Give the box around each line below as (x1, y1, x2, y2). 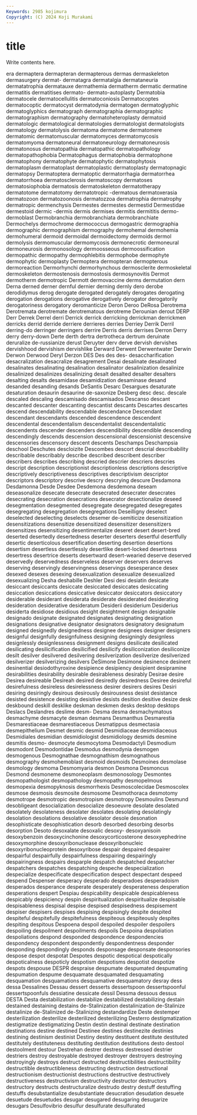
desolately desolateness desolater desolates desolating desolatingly (6, 808, 172, 815)
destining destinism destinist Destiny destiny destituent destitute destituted (6, 1034, 188, 1041)
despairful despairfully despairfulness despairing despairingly (6, 852, 157, 860)
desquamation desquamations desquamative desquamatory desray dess (6, 977, 182, 984)
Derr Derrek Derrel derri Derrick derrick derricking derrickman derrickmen (6, 314, 186, 321)
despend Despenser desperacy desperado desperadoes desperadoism (6, 877, 179, 884)
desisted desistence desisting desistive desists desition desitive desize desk (6, 696, 192, 703)
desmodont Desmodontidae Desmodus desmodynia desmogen (6, 746, 159, 753)
